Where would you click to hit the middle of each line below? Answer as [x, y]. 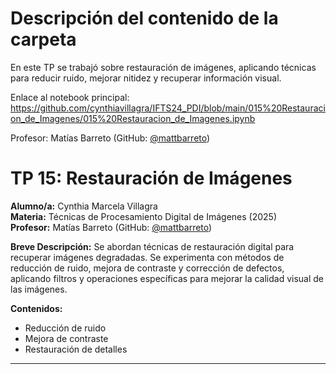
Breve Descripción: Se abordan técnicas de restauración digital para [152, 246]
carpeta [43, 39]
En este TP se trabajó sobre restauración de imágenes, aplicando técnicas [163, 67]
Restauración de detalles [76, 349]
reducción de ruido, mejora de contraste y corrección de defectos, [147, 268]
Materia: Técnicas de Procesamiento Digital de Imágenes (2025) [144, 216]
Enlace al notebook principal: [70, 97]
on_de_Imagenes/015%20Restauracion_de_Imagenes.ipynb [133, 118]
